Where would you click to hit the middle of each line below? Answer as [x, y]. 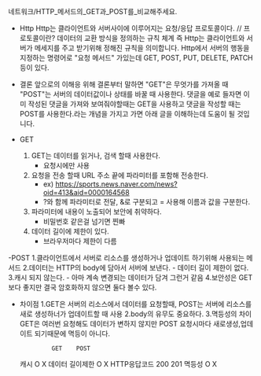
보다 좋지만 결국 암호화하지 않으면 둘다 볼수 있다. [83, 287]
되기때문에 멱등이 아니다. [72, 334]
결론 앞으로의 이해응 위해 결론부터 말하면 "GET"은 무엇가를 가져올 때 [124, 84]
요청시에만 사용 [66, 165]
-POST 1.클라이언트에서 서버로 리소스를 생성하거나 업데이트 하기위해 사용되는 [127, 258]
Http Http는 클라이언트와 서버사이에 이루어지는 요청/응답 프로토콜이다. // [130, 28]
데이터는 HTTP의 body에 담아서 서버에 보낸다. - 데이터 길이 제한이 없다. [139, 267]
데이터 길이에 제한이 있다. [70, 231]
